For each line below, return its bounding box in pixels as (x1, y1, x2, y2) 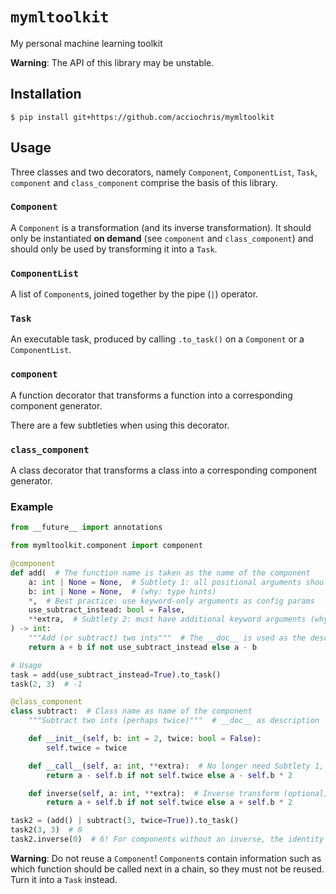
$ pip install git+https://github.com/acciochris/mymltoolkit (10, 112, 275, 122)
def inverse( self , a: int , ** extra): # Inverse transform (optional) (28, 788, 329, 798)
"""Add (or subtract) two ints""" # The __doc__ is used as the (28, 633, 307, 643)
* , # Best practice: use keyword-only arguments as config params (28, 596, 315, 606)
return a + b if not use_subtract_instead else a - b (28, 642, 257, 652)
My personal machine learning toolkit (10, 37, 163, 49)
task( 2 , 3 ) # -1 (10, 679, 83, 689)
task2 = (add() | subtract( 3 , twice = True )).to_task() (10, 816, 240, 826)
